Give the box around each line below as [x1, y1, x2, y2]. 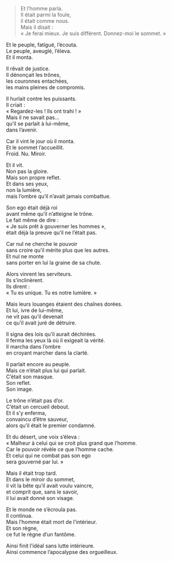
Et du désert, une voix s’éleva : [6, 434, 80, 440]
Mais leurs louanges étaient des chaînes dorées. [6, 300, 123, 307]
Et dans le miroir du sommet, [6, 476, 75, 483]
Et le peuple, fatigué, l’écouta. [6, 41, 78, 48]
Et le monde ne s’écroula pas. [6, 506, 77, 513]
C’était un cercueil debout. [6, 403, 70, 410]
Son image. [6, 386, 33, 393]
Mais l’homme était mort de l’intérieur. [6, 519, 98, 525]
